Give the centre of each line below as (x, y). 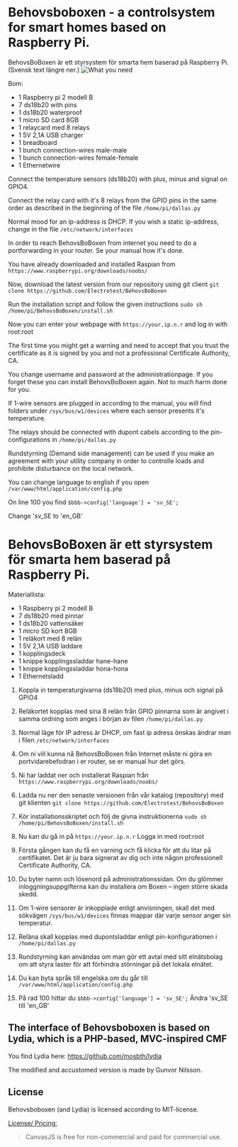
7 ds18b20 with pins (47, 104)
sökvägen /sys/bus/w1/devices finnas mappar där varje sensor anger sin (124, 915)
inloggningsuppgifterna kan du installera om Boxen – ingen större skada (123, 886)
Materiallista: (27, 594)
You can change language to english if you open (79, 482)
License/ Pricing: (33, 1123)
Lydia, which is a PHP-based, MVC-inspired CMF (118, 1039)
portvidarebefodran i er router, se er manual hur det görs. (102, 761)
